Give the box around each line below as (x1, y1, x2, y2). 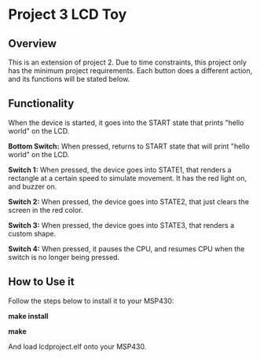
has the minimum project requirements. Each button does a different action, (8, 66, 253, 75)
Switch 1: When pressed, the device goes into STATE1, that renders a (8, 165, 232, 174)
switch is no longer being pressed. (8, 252, 120, 262)
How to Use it (8, 275, 75, 288)
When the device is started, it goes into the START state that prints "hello (8, 118, 244, 127)
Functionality (8, 97, 75, 111)
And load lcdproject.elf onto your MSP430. (8, 342, 147, 351)
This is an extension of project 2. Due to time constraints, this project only (8, 57, 247, 67)
